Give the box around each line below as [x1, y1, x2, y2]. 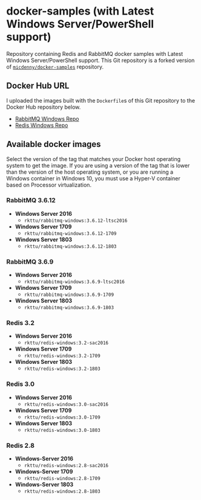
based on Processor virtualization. [6, 181, 92, 188]
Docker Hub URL [6, 81, 70, 91]
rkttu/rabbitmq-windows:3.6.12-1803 [24, 243, 117, 250]
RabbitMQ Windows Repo [15, 115, 79, 122]
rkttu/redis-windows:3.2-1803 [24, 366, 101, 372]
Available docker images [6, 139, 101, 149]
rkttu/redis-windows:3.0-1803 [24, 427, 101, 433]
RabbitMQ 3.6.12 [6, 196, 56, 205]
